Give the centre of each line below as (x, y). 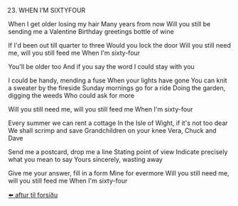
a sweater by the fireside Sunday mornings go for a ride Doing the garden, (117, 88)
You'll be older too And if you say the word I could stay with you (101, 66)
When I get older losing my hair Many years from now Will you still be (109, 24)
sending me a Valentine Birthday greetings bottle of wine (91, 32)
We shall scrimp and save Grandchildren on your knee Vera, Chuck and (112, 130)
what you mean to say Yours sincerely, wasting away (85, 159)
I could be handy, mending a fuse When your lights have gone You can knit (118, 80)
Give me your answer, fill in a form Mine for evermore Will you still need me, (119, 173)
